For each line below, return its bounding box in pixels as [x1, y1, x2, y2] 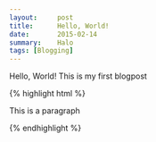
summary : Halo [9, 38, 74, 47]
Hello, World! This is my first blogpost [9, 71, 147, 81]
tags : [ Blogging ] [9, 46, 74, 55]
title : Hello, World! [9, 21, 110, 30]
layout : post [9, 13, 74, 22]
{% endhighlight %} [9, 122, 82, 134]
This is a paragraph [9, 105, 80, 116]
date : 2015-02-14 [9, 29, 98, 38]
